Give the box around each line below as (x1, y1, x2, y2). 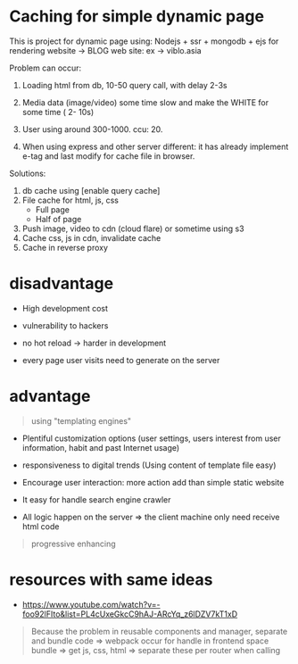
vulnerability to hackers (21, 320, 109, 331)
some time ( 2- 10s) (21, 106, 95, 117)
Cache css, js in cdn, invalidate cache (21, 232, 161, 243)
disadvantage (9, 274, 114, 294)
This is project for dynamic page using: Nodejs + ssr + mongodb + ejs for (9, 36, 279, 46)
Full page (35, 203, 70, 215)
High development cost (21, 303, 109, 313)
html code (21, 520, 60, 532)
